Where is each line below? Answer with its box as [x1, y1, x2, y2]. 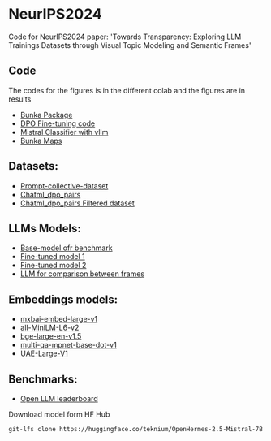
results [8, 94, 32, 104]
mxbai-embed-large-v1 [19, 314, 98, 324]
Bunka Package [19, 110, 73, 119]
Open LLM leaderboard [19, 394, 99, 403]
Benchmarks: [8, 372, 79, 386]
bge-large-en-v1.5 [19, 331, 82, 341]
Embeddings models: [8, 292, 118, 306]
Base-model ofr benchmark [19, 243, 113, 253]
